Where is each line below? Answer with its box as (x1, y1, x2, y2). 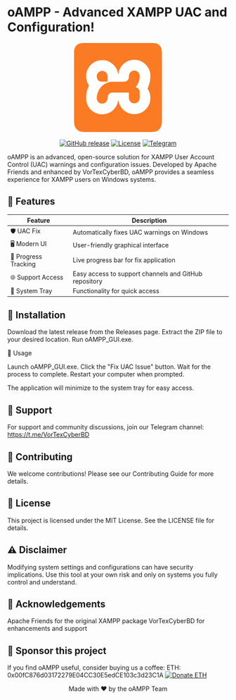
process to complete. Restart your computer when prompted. (7, 370, 185, 379)
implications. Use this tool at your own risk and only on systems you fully (7, 570, 218, 579)
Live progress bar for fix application (72, 256, 176, 264)
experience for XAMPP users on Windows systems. (7, 175, 157, 183)
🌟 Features (7, 195, 55, 207)
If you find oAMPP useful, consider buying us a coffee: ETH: (7, 663, 181, 672)
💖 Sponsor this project (7, 644, 107, 656)
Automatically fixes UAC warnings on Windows (72, 228, 209, 236)
